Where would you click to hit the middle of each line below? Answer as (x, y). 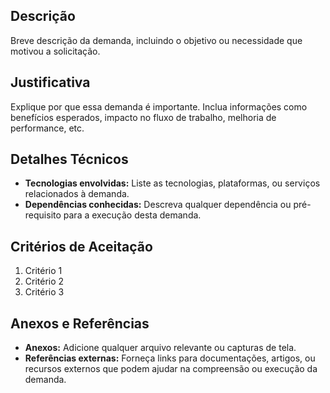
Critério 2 (44, 281)
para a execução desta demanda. (132, 215)
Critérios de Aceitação (81, 246)
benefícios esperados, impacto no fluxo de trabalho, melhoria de (143, 117)
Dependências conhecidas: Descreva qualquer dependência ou (158, 205)
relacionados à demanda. (77, 194)
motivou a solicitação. (55, 51)
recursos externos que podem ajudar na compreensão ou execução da (171, 369)
